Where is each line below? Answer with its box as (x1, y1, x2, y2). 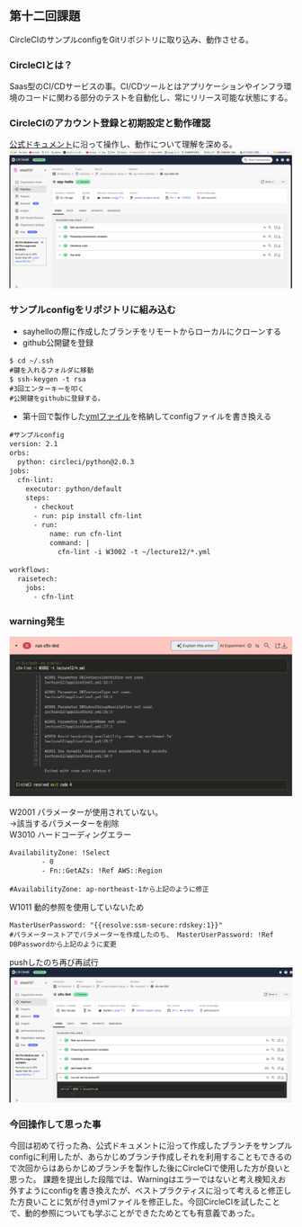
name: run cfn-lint (49, 529, 123, 538)
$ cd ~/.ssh (9, 356, 54, 365)
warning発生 (9, 614, 66, 627)
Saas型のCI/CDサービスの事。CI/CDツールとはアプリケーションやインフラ (9, 81, 285, 92)
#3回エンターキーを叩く (9, 384, 85, 393)
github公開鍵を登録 (22, 336, 94, 348)
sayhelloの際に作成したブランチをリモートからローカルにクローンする (22, 326, 281, 336)
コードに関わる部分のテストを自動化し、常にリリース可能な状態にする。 (24, 93, 293, 103)
